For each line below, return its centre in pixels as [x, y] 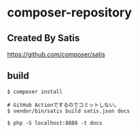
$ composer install [35, 92]
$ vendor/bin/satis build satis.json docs [68, 111]
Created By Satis [43, 38]
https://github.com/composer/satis [56, 54]
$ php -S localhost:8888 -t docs [55, 123]
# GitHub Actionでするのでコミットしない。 [63, 105]
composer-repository [69, 13]
